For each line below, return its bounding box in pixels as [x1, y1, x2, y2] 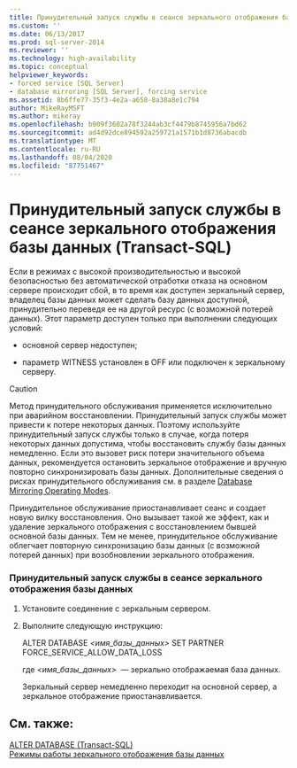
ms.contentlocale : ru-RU [9, 144, 101, 153]
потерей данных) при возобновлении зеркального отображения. [9, 550, 255, 561]
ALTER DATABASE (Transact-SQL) [9, 740, 133, 750]
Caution [9, 384, 38, 394]
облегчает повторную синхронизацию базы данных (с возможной [9, 540, 261, 551]
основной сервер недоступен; [21, 340, 138, 351]
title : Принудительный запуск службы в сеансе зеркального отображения [9, 12, 278, 22]
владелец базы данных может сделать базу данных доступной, [9, 294, 250, 306]
